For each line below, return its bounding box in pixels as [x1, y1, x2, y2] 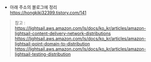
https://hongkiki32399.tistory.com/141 [9, 10, 87, 16]
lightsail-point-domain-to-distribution [14, 41, 90, 46]
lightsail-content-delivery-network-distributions [14, 31, 111, 36]
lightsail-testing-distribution [14, 51, 71, 57]
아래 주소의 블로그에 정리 [9, 4, 57, 10]
